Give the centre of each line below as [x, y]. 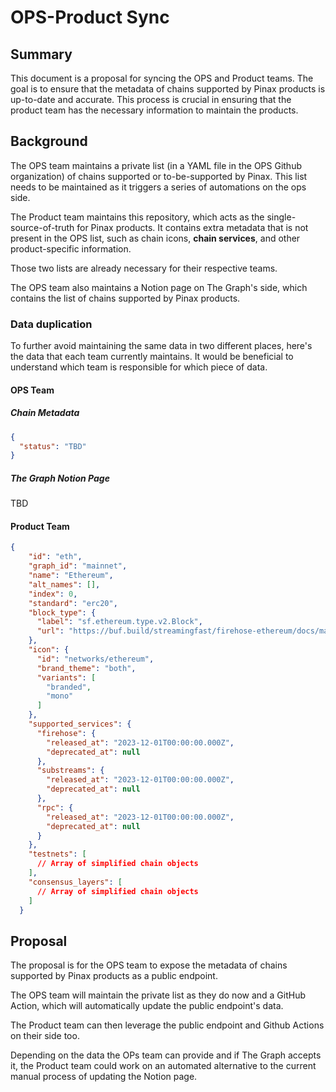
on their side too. [45, 1036]
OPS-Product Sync [90, 17]
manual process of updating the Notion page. [104, 1077]
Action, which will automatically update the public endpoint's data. [147, 1006]
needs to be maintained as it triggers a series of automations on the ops [158, 187]
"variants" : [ [66, 677]
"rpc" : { [55, 807]
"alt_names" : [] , [64, 584]
